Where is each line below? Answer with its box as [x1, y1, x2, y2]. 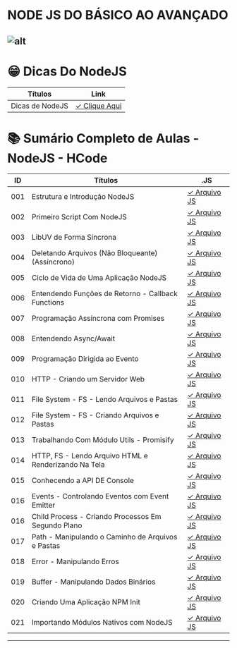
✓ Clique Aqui [75, 101, 122, 111]
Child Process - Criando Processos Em [31, 512, 162, 522]
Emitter [31, 501, 56, 511]
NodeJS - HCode [7, 150, 108, 166]
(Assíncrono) [31, 257, 75, 267]
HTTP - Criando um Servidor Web [31, 374, 145, 384]
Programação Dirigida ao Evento [31, 354, 139, 364]
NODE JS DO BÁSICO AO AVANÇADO [7, 7, 229, 23]
